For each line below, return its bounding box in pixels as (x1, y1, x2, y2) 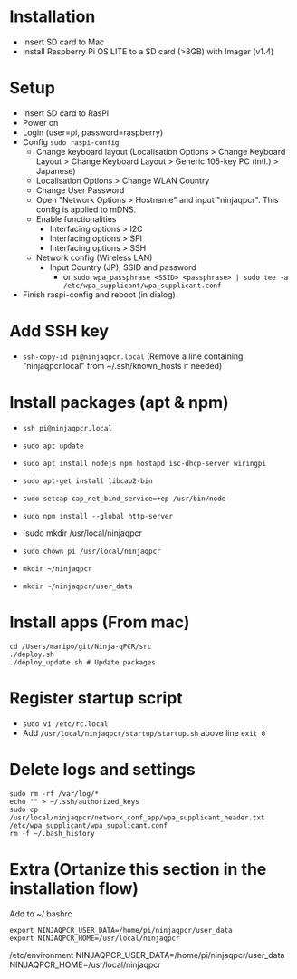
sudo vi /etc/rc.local (22, 719, 109, 729)
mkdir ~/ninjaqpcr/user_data (22, 582, 133, 591)
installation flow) (9, 877, 139, 898)
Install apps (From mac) (9, 612, 190, 632)
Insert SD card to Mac (22, 36, 105, 47)
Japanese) (35, 165, 76, 176)
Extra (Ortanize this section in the (9, 858, 267, 879)
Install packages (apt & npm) (9, 393, 229, 412)
